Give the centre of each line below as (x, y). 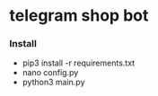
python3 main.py (53, 83)
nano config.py (50, 73)
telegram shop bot (79, 16)
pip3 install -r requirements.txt (79, 63)
